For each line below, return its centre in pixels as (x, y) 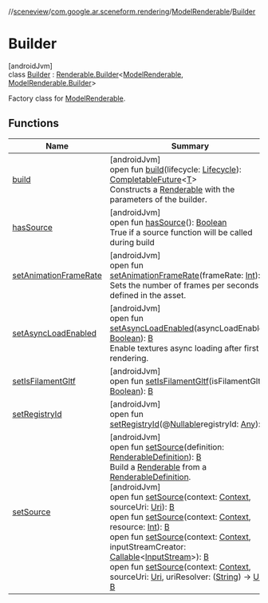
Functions (34, 123)
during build (132, 242)
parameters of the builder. (158, 199)
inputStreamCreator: (148, 546)
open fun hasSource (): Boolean (168, 222)
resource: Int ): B (140, 526)
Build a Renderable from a (158, 466)
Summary (190, 145)
